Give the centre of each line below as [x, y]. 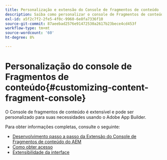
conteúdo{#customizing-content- [77, 88]
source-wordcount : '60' [30, 33]
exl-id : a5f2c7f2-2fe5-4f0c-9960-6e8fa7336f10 [54, 19]
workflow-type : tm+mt [28, 28]
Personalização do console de [69, 66]
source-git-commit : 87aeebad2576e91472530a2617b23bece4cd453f [71, 24]
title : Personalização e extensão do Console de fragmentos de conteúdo [82, 10]
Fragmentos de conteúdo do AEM [47, 142]
